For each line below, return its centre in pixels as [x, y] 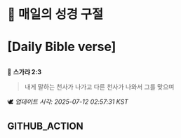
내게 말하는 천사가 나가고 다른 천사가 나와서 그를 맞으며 [99, 87]
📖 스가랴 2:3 [25, 71]
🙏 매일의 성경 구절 [55, 14]
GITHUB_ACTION [46, 126]
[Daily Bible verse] [62, 47]
